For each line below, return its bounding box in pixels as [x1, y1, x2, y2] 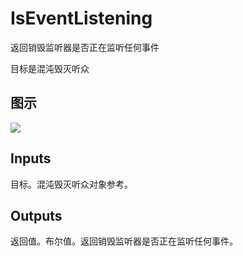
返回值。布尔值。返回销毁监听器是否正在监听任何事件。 [10, 235, 238, 247]
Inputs [10, 150, 52, 167]
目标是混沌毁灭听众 [10, 62, 90, 74]
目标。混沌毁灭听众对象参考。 [10, 178, 133, 190]
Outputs [10, 207, 63, 224]
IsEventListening [10, 7, 153, 30]
